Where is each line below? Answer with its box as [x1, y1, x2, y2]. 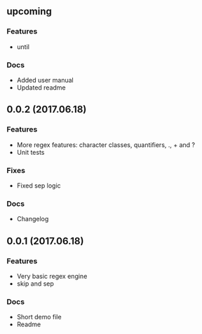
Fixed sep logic [16, 181, 61, 190]
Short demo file [16, 313, 62, 321]
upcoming [6, 6, 52, 18]
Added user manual [16, 76, 74, 84]
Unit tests [16, 148, 45, 156]
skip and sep [16, 279, 54, 288]
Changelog [16, 215, 49, 223]
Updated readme [16, 83, 66, 92]
